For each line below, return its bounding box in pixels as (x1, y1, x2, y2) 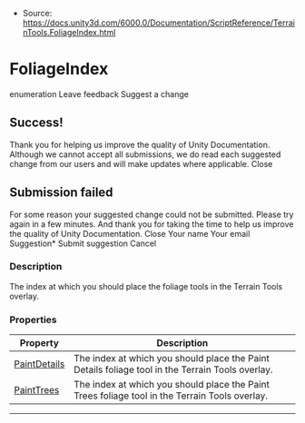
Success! (9, 115, 64, 131)
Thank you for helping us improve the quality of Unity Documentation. (9, 139, 271, 150)
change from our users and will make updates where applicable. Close (9, 158, 273, 169)
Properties (9, 313, 57, 326)
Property (19, 337, 59, 349)
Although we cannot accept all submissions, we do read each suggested (9, 149, 281, 160)
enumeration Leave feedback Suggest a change (9, 88, 189, 99)
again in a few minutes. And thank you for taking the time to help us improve (9, 218, 294, 230)
